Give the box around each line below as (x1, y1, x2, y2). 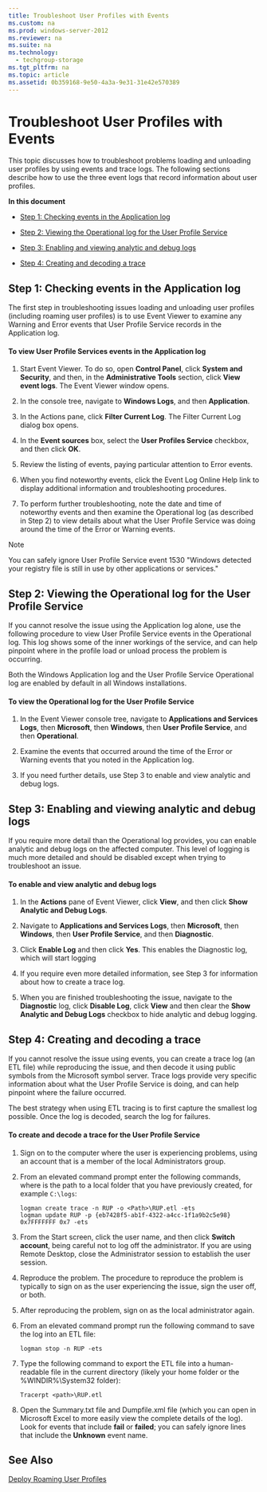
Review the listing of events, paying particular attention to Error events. (19, 460, 253, 469)
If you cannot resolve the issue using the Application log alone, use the (8, 621, 241, 630)
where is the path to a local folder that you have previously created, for (19, 1180, 253, 1190)
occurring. (8, 654, 42, 664)
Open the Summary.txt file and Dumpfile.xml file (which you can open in (19, 1404, 257, 1415)
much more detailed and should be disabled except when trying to (8, 853, 226, 862)
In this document (8, 197, 66, 206)
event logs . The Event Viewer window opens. (19, 381, 170, 391)
